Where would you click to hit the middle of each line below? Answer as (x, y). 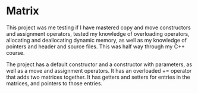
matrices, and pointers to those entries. (54, 83)
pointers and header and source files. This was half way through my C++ (96, 46)
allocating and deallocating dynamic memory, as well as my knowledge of (97, 40)
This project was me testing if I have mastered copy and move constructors (99, 27)
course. (15, 52)
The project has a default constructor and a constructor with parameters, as (99, 64)
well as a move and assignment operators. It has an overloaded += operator (99, 70)
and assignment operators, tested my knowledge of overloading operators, (98, 33)
